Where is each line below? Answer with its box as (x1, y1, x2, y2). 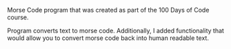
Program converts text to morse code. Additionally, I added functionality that (7, 27, 224, 35)
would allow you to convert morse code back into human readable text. (7, 34, 209, 42)
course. (7, 13, 29, 21)
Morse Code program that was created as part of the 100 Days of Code (7, 6, 210, 14)
